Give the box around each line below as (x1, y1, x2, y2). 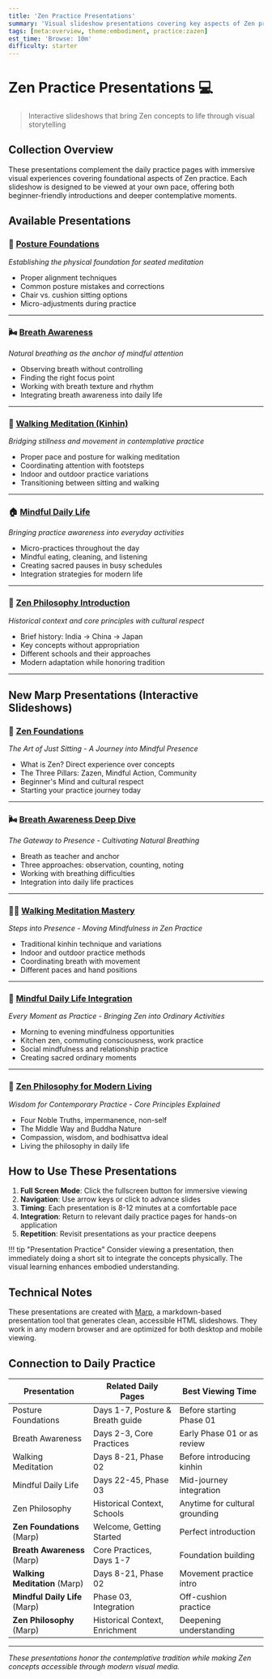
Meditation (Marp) (12, 1578, 84, 1590)
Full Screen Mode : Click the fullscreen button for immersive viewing (19, 1186, 248, 1196)
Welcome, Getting (92, 1521, 162, 1533)
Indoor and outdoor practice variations (19, 469, 149, 479)
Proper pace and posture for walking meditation (19, 452, 181, 462)
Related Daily (106, 1381, 159, 1392)
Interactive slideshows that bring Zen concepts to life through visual (28, 111, 255, 121)
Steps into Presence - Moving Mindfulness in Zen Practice (8, 923, 203, 934)
